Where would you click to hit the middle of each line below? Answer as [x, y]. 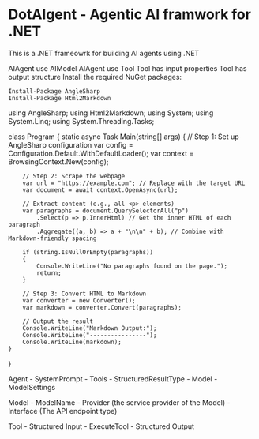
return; [49, 273]
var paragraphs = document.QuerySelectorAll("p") [106, 211]
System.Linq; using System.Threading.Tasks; [81, 121]
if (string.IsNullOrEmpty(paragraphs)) [88, 252]
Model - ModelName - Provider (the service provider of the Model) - [119, 402]
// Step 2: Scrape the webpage [74, 176]
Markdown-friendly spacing [53, 238]
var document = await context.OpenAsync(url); [100, 190]
